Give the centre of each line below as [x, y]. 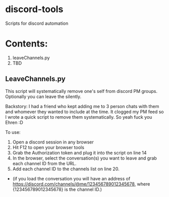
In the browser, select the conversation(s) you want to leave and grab [85, 158]
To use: [13, 132]
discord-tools [34, 9]
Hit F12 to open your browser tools [48, 147]
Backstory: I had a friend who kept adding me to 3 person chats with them [82, 106]
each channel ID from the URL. [44, 163]
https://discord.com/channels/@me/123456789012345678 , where [81, 184]
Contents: [26, 44]
